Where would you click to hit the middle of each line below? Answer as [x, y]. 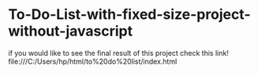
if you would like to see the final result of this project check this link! [118, 53]
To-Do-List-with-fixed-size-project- [129, 15]
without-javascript [70, 31]
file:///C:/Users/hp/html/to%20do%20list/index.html [93, 61]
